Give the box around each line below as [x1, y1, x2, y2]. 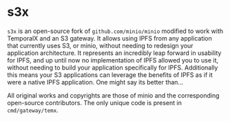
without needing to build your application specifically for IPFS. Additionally [7, 63, 218, 71]
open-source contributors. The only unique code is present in [7, 98, 182, 107]
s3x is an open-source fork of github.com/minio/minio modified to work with [7, 27, 224, 35]
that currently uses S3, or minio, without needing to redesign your [7, 41, 194, 49]
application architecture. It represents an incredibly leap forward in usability [7, 49, 222, 57]
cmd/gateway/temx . [7, 106, 59, 114]
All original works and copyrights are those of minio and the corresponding [7, 91, 220, 100]
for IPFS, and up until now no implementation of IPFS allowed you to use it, [7, 56, 219, 64]
